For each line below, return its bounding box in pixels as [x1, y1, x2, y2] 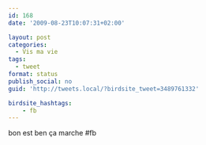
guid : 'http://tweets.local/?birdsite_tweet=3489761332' [8, 85, 200, 93]
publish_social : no [8, 77, 73, 86]
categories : [8, 40, 47, 48]
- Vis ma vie [15, 48, 58, 56]
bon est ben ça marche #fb [8, 128, 97, 138]
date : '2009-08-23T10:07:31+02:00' [8, 19, 125, 27]
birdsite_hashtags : [8, 99, 73, 107]
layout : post [8, 33, 51, 41]
